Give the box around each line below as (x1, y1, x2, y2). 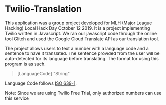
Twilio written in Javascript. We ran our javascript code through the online (5, 30, 157, 36)
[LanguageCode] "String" (17, 70, 70, 76)
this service (5, 95, 29, 101)
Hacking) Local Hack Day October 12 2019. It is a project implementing (5, 25, 150, 31)
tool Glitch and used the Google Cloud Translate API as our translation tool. (5, 36, 159, 42)
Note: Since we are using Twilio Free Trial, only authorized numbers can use (5, 90, 162, 96)
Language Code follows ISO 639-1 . (5, 80, 77, 86)
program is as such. (5, 61, 46, 67)
